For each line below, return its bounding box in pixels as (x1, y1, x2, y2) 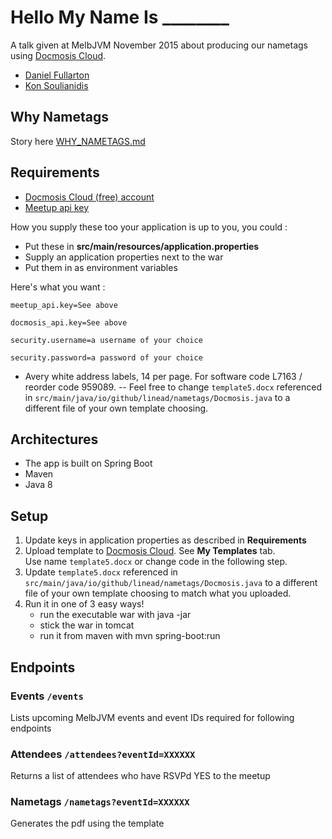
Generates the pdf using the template (10, 817, 165, 830)
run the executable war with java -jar (39, 609, 192, 621)
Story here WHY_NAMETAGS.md (10, 135, 146, 147)
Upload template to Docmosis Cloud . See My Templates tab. (24, 545, 276, 557)
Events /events (10, 689, 84, 703)
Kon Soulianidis (24, 79, 89, 91)
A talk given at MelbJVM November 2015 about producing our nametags (10, 39, 308, 51)
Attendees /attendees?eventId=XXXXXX (10, 747, 196, 761)
